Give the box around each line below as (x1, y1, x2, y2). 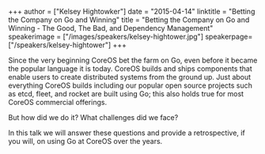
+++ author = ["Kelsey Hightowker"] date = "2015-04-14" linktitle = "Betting (8, 7, 256, 16)
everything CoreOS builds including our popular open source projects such (8, 81, 253, 90)
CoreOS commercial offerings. (8, 98, 108, 107)
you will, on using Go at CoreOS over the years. (8, 137, 163, 145)
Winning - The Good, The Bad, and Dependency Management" (8, 24, 214, 32)
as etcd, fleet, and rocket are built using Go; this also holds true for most (8, 89, 244, 98)
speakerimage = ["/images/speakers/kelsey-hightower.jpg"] (8, 32, 204, 41)
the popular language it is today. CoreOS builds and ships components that (8, 64, 253, 73)
